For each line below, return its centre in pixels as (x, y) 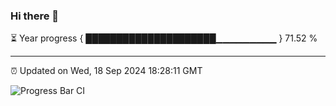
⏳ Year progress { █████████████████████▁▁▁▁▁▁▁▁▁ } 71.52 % (164, 38)
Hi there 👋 (35, 16)
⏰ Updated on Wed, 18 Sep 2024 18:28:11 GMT (106, 71)
